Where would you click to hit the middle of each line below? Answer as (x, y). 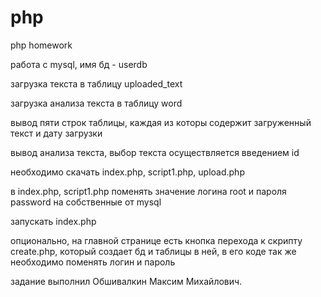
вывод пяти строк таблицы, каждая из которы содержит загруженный (161, 122)
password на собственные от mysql (86, 202)
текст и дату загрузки (56, 133)
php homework (41, 45)
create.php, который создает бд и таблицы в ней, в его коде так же (153, 251)
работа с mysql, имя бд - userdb (79, 64)
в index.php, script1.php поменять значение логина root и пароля (148, 191)
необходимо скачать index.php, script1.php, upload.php (127, 172)
